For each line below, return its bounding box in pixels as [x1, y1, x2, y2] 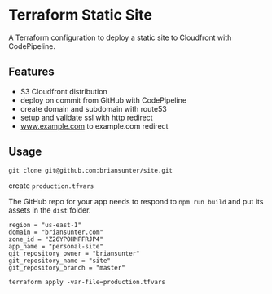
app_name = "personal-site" [8, 242, 104, 250]
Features [8, 65, 55, 79]
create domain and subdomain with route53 [20, 103, 167, 113]
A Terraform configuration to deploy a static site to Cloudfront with [8, 33, 232, 42]
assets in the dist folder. [8, 205, 91, 215]
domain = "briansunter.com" [8, 228, 104, 236]
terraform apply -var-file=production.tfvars [8, 278, 165, 286]
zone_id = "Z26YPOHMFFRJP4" [8, 235, 104, 244]
